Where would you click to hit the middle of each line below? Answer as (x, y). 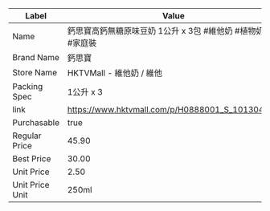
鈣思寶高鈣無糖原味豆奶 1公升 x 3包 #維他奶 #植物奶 (166, 31)
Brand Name (36, 57)
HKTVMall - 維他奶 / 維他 (115, 73)
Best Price (32, 158)
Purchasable (36, 122)
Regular (27, 136)
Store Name (35, 73)
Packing (28, 86)
